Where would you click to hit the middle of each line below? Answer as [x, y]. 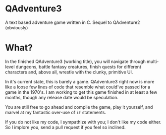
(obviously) [17, 27]
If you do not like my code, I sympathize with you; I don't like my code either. [83, 122]
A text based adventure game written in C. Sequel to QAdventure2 [73, 22]
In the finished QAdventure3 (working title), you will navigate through [76, 61]
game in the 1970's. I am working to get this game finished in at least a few [81, 92]
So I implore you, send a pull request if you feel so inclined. [65, 127]
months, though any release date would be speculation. [62, 97]
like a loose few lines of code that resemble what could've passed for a [78, 87]
